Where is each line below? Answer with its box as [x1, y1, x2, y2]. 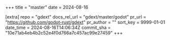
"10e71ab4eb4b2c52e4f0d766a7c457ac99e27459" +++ [5, 30, 123, 35]
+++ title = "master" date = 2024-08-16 [5, 4, 88, 10]
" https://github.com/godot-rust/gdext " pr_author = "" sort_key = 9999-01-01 [5, 19, 165, 25]
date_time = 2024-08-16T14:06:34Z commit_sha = [5, 24, 111, 30]
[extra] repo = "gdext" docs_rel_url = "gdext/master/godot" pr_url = [5, 14, 146, 19]
